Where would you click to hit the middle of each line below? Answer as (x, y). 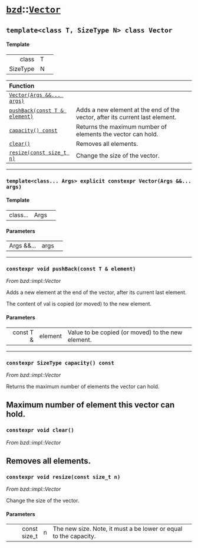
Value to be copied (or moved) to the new (125, 332)
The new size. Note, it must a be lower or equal (118, 529)
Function (22, 86)
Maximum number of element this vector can (90, 405)
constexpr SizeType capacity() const (60, 363)
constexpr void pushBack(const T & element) (71, 269)
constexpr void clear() (40, 430)
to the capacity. (74, 536)
